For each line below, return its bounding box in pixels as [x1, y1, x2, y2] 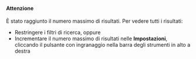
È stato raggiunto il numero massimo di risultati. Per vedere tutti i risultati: [6, 18, 183, 25]
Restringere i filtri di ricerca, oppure [14, 29, 101, 36]
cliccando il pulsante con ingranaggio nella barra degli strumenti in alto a [14, 41, 191, 48]
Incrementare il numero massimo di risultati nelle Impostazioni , [14, 35, 168, 42]
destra [14, 47, 31, 55]
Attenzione [6, 5, 34, 12]
